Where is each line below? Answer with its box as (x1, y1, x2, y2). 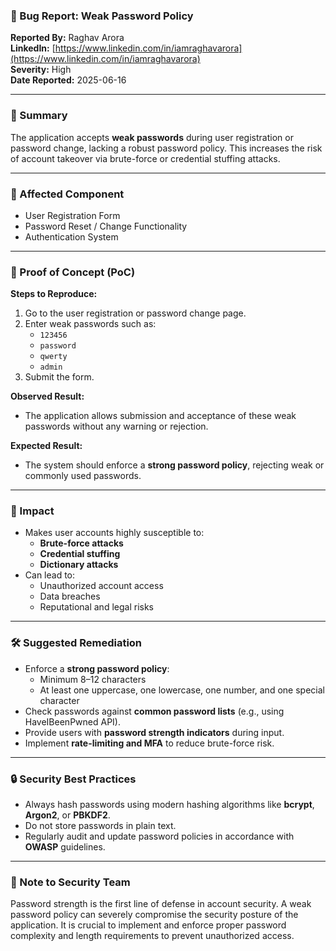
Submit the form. (24, 371, 95, 383)
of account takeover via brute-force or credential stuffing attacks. (10, 152, 281, 164)
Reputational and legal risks (39, 601, 154, 613)
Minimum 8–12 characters (39, 673, 147, 685)
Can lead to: (24, 569, 76, 581)
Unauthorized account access (39, 580, 164, 592)
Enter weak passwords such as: (24, 318, 157, 330)
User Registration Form (24, 209, 121, 221)
